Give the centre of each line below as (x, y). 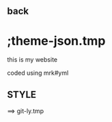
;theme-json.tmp (56, 41)
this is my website (32, 60)
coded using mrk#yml (38, 73)
